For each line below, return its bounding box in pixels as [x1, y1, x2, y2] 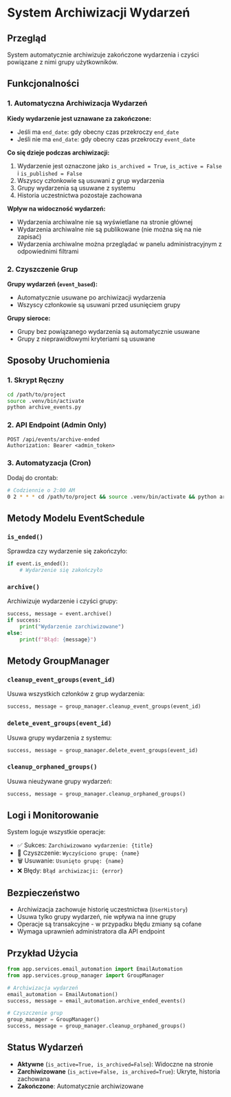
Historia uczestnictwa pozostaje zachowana [16, 191, 142, 199]
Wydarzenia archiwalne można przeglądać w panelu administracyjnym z [16, 239, 222, 248]
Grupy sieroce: [7, 314, 51, 322]
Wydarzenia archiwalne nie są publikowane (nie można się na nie [16, 225, 201, 233]
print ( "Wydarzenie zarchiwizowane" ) [19, 623, 125, 631]
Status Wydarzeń [7, 1042, 84, 1054]
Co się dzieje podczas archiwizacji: [7, 148, 110, 157]
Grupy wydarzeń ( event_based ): [7, 279, 98, 288]
